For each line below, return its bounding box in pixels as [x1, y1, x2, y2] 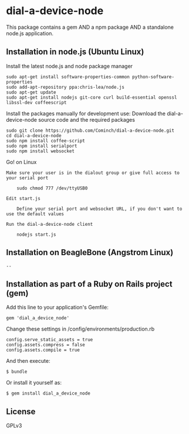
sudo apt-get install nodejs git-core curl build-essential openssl [6, 94, 177, 101]
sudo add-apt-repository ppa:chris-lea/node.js [6, 84, 125, 90]
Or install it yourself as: [6, 379, 62, 386]
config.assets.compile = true [6, 347, 80, 353]
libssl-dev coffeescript [6, 99, 67, 105]
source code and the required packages [38, 116, 135, 123]
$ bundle [6, 369, 28, 375]
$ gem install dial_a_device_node [6, 390, 91, 396]
